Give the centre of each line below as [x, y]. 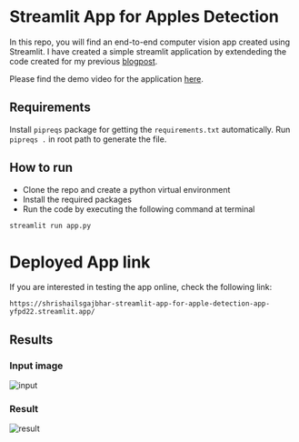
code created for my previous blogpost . [84, 61]
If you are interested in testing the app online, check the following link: [141, 287]
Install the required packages [77, 199]
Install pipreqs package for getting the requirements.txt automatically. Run [150, 129]
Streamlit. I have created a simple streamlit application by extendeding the [148, 51]
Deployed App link [80, 262]
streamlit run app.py [50, 226]
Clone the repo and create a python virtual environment [126, 189]
